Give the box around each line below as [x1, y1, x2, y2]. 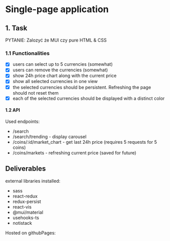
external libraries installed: [5, 178, 61, 184]
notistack [12, 220, 32, 226]
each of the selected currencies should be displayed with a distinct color [12, 95, 165, 101]
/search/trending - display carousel [12, 133, 87, 140]
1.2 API [5, 107, 20, 113]
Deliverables [5, 165, 46, 173]
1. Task [5, 24, 28, 32]
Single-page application [5, 4, 109, 15]
